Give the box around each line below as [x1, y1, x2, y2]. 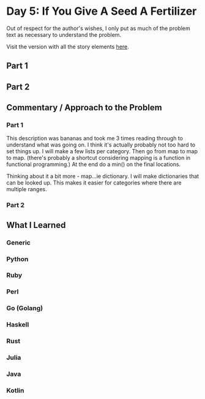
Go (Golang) [6, 304, 43, 313]
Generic [6, 238, 31, 246]
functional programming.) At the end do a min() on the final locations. [6, 161, 181, 168]
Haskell [6, 321, 29, 329]
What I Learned [6, 219, 66, 230]
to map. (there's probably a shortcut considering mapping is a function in [6, 154, 191, 162]
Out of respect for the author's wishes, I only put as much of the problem [6, 25, 191, 32]
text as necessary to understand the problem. [6, 31, 121, 38]
